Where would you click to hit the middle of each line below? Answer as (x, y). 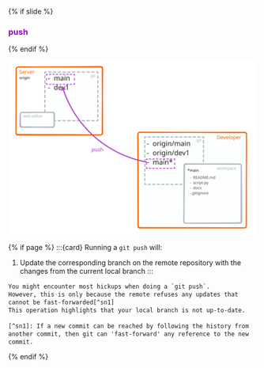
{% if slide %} (31, 11)
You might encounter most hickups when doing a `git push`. (109, 286)
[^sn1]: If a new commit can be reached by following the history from (128, 326)
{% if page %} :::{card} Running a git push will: (85, 247)
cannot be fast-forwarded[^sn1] (61, 302)
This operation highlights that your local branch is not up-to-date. (127, 310)
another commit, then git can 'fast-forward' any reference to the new (128, 334)
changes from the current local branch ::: (87, 271)
